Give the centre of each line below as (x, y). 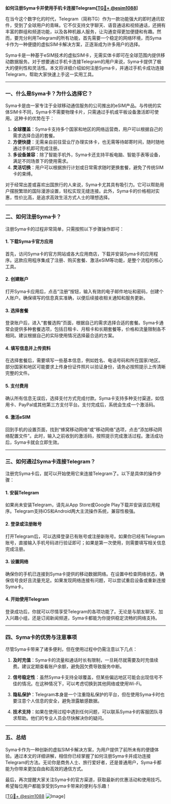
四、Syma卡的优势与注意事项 (41, 637)
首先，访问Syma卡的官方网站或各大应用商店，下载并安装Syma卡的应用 (79, 254)
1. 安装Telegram (22, 492)
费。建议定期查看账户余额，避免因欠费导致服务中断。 (68, 667)
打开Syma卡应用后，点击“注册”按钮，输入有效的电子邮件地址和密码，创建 (82, 291)
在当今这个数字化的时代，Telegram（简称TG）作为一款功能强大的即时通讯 (83, 19)
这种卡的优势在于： (34, 118)
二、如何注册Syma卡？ (33, 217)
